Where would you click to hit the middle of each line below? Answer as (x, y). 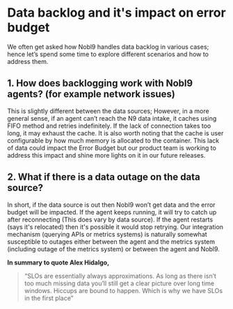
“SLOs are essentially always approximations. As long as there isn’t (120, 276)
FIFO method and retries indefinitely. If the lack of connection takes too (109, 126)
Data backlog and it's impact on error (116, 13)
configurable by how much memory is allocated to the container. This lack (113, 140)
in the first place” (49, 298)
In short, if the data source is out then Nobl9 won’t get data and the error (111, 204)
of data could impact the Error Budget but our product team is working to (112, 148)
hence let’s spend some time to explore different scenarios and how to (108, 54)
